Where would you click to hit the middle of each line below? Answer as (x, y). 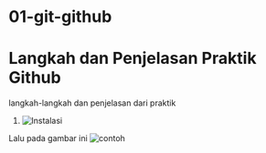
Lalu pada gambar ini (48, 138)
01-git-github (60, 17)
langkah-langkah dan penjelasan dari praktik (92, 103)
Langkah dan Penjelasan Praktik (133, 59)
